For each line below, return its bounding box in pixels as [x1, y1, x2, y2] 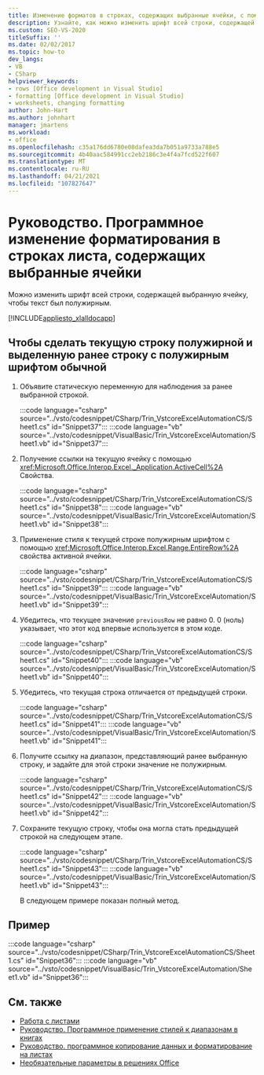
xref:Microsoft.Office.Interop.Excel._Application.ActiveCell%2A [19, 462, 224, 472]
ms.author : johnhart [8, 114, 76, 122]
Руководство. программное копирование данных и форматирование [19, 1041, 253, 1051]
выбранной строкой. [19, 390, 89, 399]
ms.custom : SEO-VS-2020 [8, 26, 86, 34]
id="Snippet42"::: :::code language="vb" [51, 791, 183, 801]
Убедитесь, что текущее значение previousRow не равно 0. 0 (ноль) [19, 615, 245, 624]
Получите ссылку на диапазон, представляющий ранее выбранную [19, 751, 247, 760]
